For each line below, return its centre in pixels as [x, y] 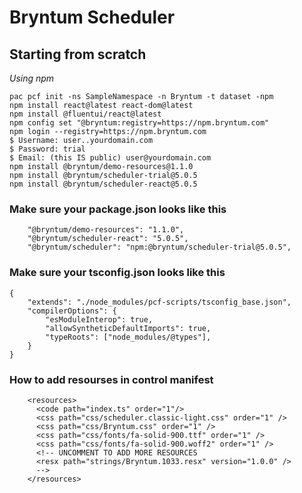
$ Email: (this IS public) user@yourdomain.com [110, 158]
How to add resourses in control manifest [111, 379]
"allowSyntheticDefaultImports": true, [128, 328]
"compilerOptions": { [72, 311]
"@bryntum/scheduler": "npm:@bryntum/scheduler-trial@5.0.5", [159, 247]
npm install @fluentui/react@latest [85, 114]
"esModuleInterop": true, [99, 319]
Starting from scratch [78, 54]
